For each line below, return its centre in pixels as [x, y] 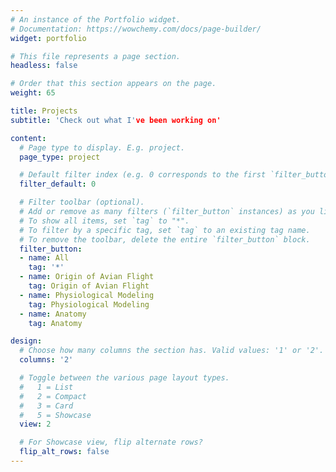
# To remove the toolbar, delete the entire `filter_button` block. [165, 239]
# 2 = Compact [53, 396]
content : [28, 138]
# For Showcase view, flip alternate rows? [111, 442]
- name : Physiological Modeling [87, 295]
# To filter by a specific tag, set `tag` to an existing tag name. [165, 230]
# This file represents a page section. [96, 56]
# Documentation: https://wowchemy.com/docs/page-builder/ [136, 29]
